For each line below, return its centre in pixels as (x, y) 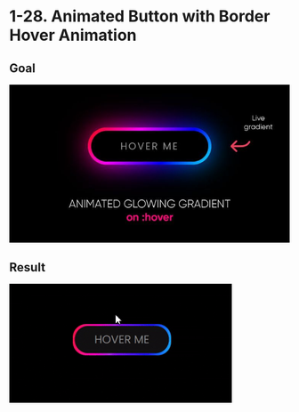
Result (28, 267)
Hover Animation (73, 35)
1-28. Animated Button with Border (140, 16)
